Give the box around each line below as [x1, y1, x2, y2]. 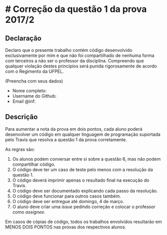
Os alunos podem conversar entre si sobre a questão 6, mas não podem [12, 156, 161, 162]
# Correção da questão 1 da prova [5, 3, 147, 15]
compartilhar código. [12, 161, 56, 167]
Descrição [5, 113, 38, 121]
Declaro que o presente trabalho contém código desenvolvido [5, 47, 133, 53]
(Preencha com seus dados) [5, 78, 63, 84]
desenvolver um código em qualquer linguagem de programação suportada [5, 131, 161, 137]
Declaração [5, 34, 42, 42]
